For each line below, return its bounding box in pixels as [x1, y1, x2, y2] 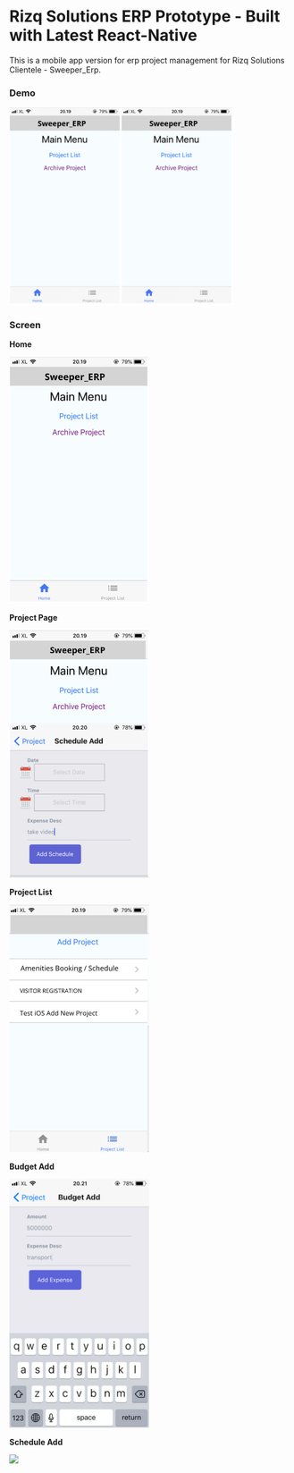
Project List [9, 887, 53, 898]
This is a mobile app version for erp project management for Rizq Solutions [9, 55, 285, 65]
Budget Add [9, 1161, 55, 1172]
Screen [9, 318, 42, 331]
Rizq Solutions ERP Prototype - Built [9, 6, 281, 27]
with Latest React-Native [9, 25, 198, 46]
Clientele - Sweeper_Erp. [9, 64, 101, 75]
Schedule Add [9, 1436, 63, 1447]
